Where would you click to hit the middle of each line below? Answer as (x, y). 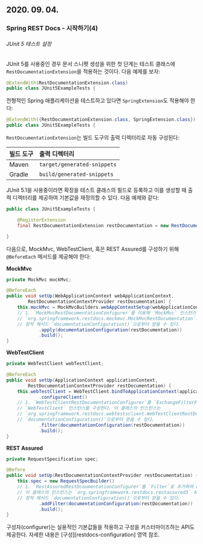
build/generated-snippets (76, 174)
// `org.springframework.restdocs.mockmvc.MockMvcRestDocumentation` (107, 319)
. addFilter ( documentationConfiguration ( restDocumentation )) (116, 504)
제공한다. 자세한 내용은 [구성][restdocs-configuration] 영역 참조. (83, 535)
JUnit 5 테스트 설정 (29, 44)
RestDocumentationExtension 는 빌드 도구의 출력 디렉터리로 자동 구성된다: (93, 138)
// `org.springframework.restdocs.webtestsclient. (82, 414)
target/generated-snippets (78, 165)
